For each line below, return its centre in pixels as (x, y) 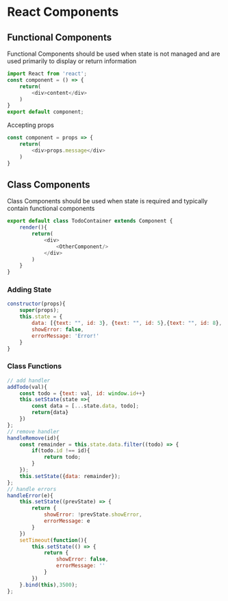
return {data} (50, 413)
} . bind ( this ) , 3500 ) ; (49, 585)
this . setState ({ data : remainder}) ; (70, 476)
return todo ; (62, 457)
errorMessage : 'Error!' (65, 336)
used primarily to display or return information (72, 61)
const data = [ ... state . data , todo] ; (85, 406)
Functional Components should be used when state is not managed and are (114, 54)
